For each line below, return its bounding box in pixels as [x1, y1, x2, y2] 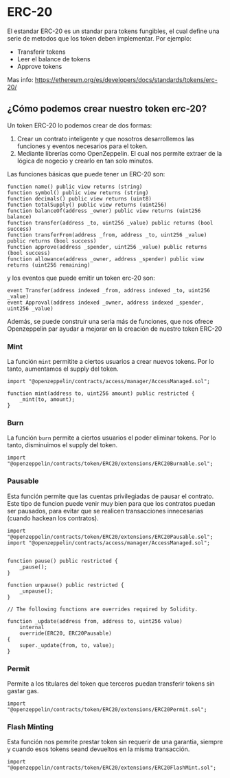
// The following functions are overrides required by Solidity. [7, 606, 198, 613]
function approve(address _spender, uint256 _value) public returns [7, 243, 207, 250]
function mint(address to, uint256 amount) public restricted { [7, 390, 195, 397]
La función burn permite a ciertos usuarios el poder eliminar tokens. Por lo [7, 433, 216, 442]
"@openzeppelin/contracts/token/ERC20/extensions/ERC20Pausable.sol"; [7, 533, 214, 540]
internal [19, 624, 45, 631]
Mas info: [7, 75, 34, 83]
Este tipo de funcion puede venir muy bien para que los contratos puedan [7, 499, 216, 507]
